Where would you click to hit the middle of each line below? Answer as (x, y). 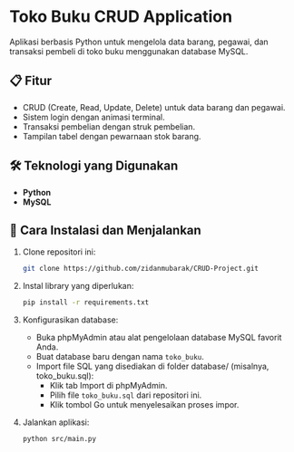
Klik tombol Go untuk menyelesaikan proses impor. (144, 405)
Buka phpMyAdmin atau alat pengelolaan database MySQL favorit (159, 338)
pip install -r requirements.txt (86, 303)
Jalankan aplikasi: (56, 422)
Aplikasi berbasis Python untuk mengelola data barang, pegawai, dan (139, 42)
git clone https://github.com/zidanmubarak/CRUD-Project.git (141, 269)
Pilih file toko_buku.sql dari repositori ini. (126, 395)
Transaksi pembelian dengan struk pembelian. (109, 126)
